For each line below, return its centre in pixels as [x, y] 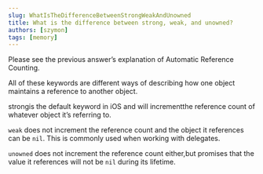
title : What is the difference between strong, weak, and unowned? [121, 23]
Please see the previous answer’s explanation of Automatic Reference [121, 60]
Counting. [24, 68]
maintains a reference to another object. [73, 92]
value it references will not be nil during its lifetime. [92, 162]
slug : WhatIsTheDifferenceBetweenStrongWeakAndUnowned [100, 15]
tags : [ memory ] [33, 37]
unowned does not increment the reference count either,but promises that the [131, 154]
